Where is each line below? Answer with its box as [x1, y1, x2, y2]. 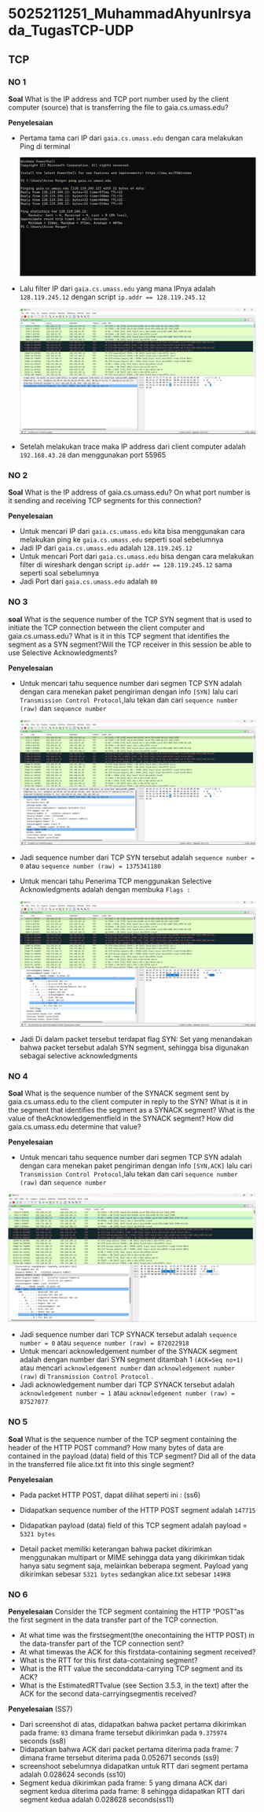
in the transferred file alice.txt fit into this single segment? [8, 1459, 195, 1469]
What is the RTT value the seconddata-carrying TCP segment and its [19, 1663, 244, 1673]
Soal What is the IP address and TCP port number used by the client [8, 94, 229, 103]
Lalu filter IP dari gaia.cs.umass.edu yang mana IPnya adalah [19, 284, 216, 294]
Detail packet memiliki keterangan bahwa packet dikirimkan [19, 1544, 212, 1554]
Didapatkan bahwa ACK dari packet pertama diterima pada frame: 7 [19, 1744, 240, 1754]
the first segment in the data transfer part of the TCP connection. [8, 1615, 218, 1625]
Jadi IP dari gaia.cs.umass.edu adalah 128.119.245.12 [19, 543, 192, 553]
